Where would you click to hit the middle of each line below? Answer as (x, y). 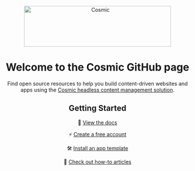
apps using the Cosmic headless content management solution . (97, 90)
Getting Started (97, 108)
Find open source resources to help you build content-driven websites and (97, 83)
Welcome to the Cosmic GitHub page (97, 67)
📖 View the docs (97, 122)
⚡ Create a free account (97, 134)
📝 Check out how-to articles (97, 162)
